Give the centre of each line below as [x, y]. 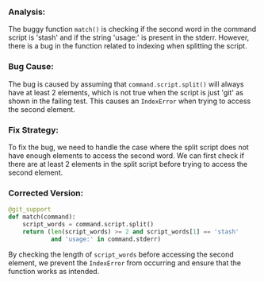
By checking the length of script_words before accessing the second [121, 254]
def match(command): [42, 217]
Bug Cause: [31, 67]
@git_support [30, 210]
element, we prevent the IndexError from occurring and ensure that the [125, 263]
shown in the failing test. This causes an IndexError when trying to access [130, 101]
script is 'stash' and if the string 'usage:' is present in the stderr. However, [129, 37]
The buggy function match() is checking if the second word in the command [132, 29]
